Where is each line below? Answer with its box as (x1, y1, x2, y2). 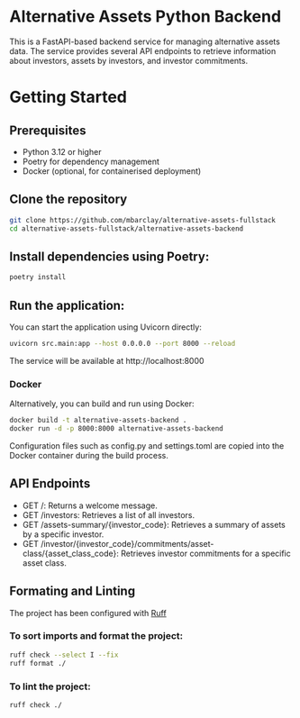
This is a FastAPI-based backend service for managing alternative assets (9, 36, 281, 47)
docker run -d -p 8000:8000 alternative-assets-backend (9, 424, 223, 433)
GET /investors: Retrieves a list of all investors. (22, 509, 195, 520)
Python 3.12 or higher (22, 146, 102, 157)
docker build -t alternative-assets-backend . (9, 416, 187, 425)
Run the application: (9, 297, 125, 313)
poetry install (9, 273, 67, 282)
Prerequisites (9, 123, 86, 138)
